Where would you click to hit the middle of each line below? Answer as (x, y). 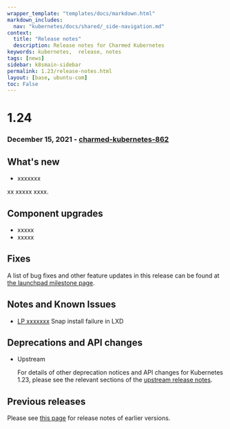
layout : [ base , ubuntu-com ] (48, 77)
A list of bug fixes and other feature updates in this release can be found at (113, 275)
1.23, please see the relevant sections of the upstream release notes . (115, 380)
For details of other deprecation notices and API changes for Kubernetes (120, 373)
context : (20, 33)
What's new (33, 161)
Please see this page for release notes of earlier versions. (89, 418)
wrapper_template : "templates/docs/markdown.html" (81, 13)
